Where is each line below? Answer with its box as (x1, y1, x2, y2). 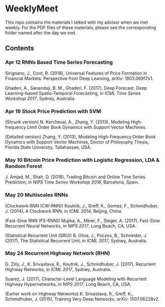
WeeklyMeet (5, 3, 58, 14)
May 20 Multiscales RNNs (5, 192, 68, 198)
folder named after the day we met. (5, 30, 77, 36)
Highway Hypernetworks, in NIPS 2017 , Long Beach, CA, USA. (5, 281, 132, 287)
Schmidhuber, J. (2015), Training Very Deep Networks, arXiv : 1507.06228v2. (5, 296, 160, 302)
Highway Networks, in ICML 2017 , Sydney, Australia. (5, 266, 112, 272)
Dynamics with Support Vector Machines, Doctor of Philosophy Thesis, (5, 139, 149, 145)
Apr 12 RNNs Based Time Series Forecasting (5, 59, 113, 66)
